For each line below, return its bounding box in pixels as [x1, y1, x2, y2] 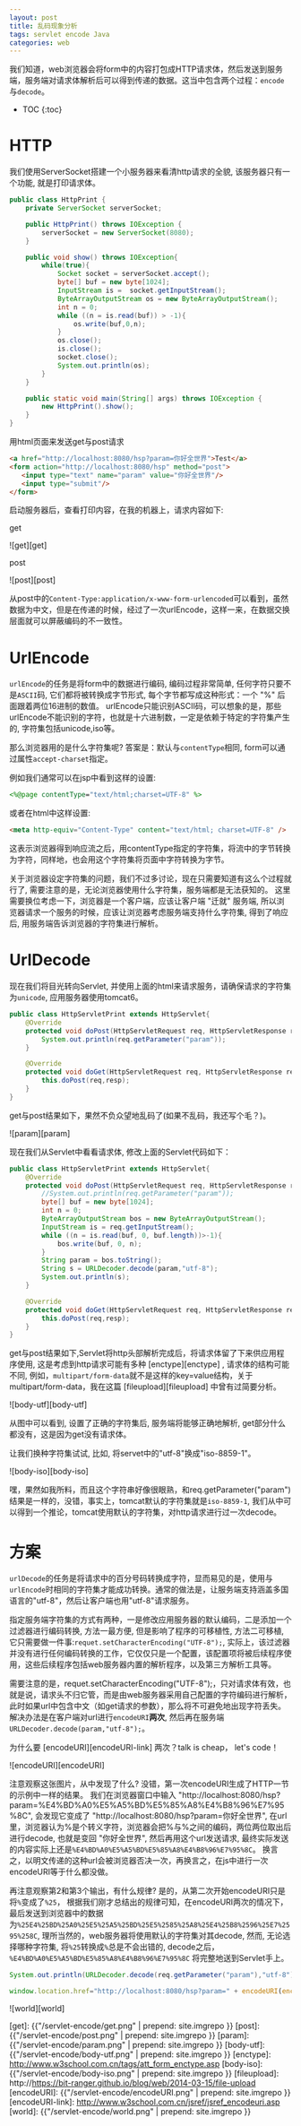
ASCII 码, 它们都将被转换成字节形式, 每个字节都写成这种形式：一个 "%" [17, 689, 276, 700]
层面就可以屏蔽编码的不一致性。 [9, 616, 127, 627]
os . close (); [56, 336, 102, 345]
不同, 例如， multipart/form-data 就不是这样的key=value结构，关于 [9, 1370, 254, 1381]
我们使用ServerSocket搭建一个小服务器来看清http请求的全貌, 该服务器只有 [9, 167, 283, 177]
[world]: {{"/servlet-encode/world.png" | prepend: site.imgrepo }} [9, 2106, 252, 2116]
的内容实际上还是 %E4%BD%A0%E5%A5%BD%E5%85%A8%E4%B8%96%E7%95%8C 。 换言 [9, 1844, 279, 1855]
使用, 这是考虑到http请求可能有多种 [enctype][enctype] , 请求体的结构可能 [16, 1359, 290, 1370]
